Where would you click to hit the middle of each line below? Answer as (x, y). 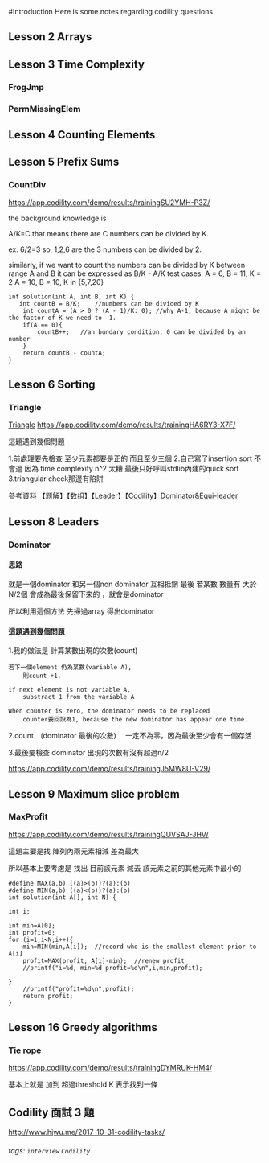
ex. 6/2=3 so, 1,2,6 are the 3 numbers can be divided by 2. (105, 249)
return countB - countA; (64, 353)
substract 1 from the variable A (79, 697)
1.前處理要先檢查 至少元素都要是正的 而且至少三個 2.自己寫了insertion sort (130, 458)
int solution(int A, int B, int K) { (71, 297)
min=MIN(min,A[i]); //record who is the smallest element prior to (140, 947)
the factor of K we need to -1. (62, 318)
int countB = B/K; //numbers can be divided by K (109, 304)
